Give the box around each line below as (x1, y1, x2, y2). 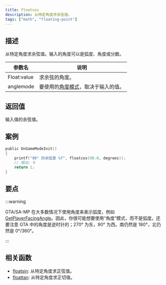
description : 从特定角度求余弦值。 (5, 12, 72, 17)
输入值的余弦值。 (5, 116, 41, 122)
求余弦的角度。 (39, 74, 75, 81)
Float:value (8, 74, 34, 81)
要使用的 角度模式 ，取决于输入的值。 (39, 84, 125, 91)
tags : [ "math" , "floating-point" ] (5, 17, 78, 22)
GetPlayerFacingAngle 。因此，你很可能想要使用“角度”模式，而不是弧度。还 (5, 215, 160, 221)
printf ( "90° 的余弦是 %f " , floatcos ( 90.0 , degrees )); (14, 156, 126, 161)
